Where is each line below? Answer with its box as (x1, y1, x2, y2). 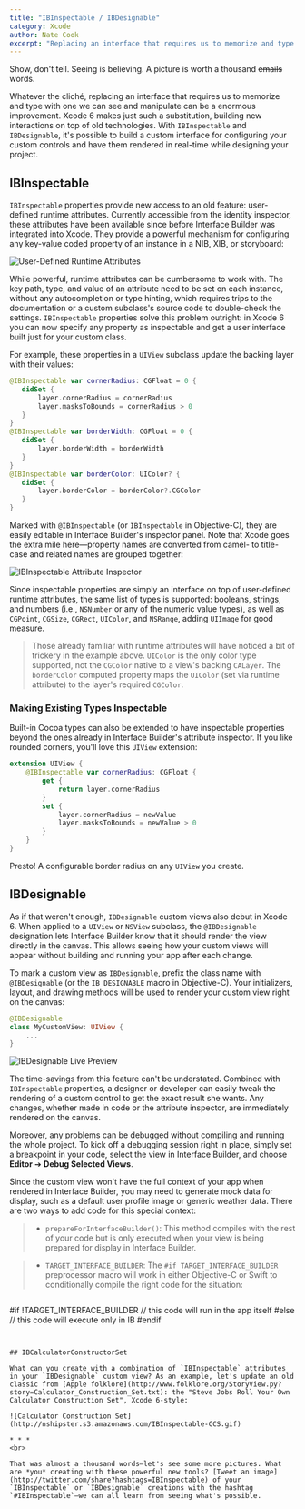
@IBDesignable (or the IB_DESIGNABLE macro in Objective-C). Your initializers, (9, 977, 293, 987)
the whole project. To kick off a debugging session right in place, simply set (9, 1139, 292, 1150)
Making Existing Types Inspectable (9, 702, 168, 714)
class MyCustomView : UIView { (9, 1022, 124, 1031)
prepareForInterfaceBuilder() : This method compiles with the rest (44, 1223, 296, 1234)
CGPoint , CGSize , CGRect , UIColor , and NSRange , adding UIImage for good (9, 613, 274, 624)
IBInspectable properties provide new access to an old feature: (9, 199, 247, 210)
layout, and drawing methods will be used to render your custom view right (9, 987, 290, 998)
